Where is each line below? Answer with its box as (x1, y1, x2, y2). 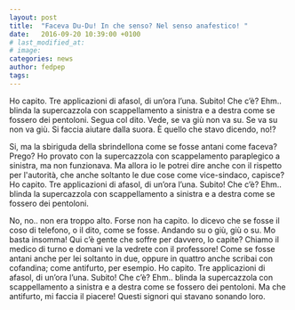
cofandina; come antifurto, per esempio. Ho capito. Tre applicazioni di (9, 262, 266, 273)
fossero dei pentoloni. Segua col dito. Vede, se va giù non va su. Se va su (9, 114, 278, 125)
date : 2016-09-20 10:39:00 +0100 (9, 29, 141, 38)
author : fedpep (9, 63, 66, 72)
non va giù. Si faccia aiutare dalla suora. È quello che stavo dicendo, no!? (9, 124, 277, 135)
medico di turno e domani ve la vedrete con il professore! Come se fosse (9, 243, 275, 254)
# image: (9, 46, 42, 55)
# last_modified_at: (9, 37, 86, 47)
